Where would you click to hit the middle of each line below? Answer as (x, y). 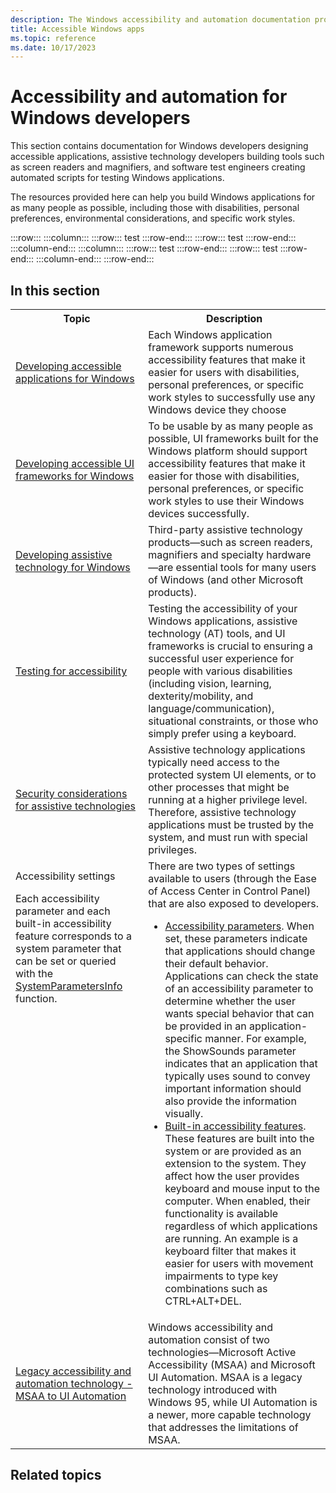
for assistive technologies (75, 806)
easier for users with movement (239, 1263)
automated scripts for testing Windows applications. (117, 178)
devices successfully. (199, 513)
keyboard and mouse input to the (242, 1188)
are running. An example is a (231, 1238)
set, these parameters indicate (236, 938)
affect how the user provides (232, 1176)
